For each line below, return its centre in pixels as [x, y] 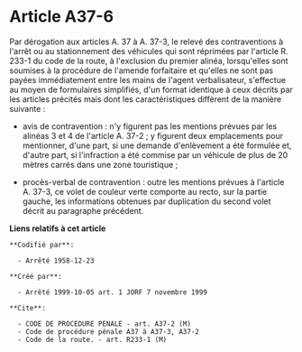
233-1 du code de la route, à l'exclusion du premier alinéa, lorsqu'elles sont [149, 60]
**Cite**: [28, 308]
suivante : [27, 108]
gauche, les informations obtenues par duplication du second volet [147, 201]
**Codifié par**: [42, 245]
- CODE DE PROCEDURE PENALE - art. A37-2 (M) [105, 324]
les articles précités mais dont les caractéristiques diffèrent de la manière [146, 99]
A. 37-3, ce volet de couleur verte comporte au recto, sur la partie [145, 191]
